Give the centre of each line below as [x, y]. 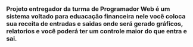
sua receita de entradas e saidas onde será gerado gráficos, [95, 24]
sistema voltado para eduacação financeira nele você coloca [96, 16]
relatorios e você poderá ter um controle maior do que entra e [97, 31]
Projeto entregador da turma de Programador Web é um [88, 9]
